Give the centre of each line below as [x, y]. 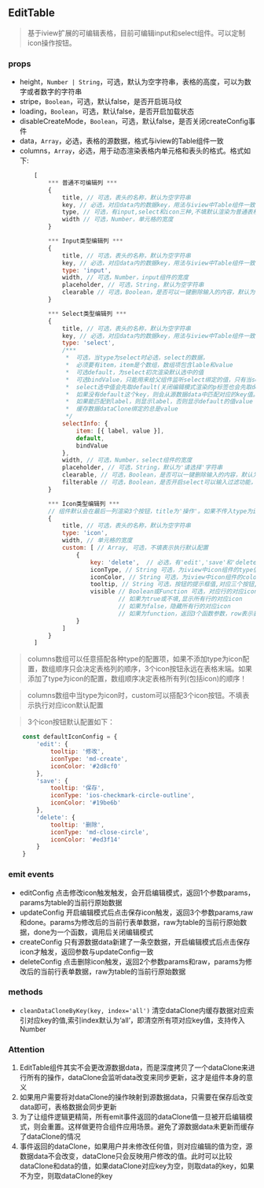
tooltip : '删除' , [77, 825]
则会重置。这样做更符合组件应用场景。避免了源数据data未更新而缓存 [144, 1127]
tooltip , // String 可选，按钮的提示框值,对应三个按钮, [174, 585]
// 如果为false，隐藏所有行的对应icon [174, 607]
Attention [26, 1049]
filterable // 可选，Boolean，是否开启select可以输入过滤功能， [159, 483]
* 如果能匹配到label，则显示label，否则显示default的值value [159, 402]
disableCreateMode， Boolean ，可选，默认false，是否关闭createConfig [134, 121]
